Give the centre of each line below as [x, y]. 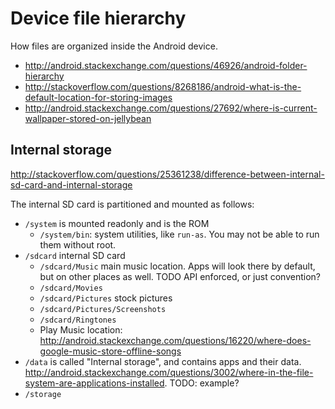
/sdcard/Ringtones [78, 320]
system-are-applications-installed [94, 383]
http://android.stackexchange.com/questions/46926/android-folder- [166, 65]
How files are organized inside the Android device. [114, 46]
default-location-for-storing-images [98, 97]
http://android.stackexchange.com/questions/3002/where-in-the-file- [169, 372]
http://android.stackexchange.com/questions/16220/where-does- [175, 340]
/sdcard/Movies [71, 288]
